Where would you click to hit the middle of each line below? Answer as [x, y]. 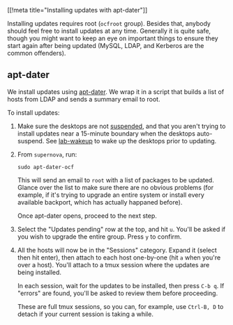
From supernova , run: [47, 154]
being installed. [39, 272]
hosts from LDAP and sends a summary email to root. [84, 99]
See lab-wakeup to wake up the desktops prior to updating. [131, 141]
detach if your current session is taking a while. [85, 314]
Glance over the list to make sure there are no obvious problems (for [115, 187]
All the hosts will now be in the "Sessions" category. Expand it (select [117, 250]
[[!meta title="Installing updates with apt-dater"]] [77, 10]
